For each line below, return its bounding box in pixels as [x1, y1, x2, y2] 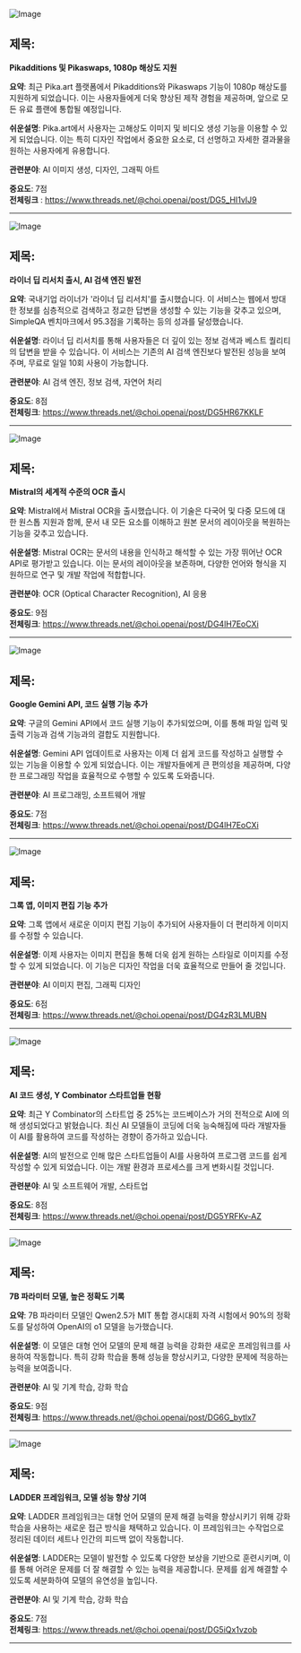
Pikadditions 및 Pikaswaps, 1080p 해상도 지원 [9, 62, 177, 73]
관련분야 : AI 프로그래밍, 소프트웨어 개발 [9, 790, 146, 801]
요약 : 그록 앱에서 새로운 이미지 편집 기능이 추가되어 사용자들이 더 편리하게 [9, 919, 265, 930]
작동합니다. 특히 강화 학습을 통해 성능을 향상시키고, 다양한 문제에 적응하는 [32, 1351, 289, 1362]
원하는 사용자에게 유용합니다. [9, 144, 110, 156]
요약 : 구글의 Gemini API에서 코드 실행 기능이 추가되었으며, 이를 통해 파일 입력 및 [9, 718, 288, 729]
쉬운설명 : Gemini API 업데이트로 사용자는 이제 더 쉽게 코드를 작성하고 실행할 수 [9, 749, 284, 759]
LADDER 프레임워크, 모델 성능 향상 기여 [9, 1492, 147, 1502]
